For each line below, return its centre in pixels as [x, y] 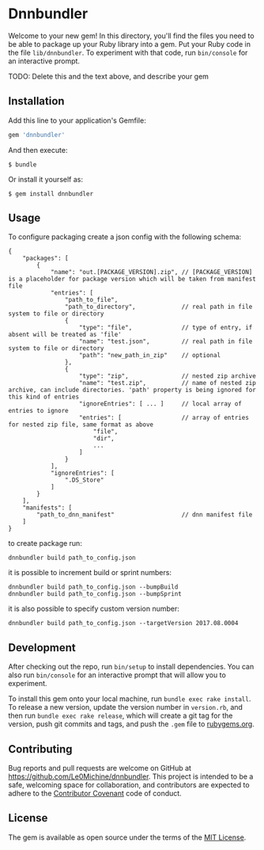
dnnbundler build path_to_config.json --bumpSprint [95, 594]
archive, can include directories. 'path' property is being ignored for [132, 390]
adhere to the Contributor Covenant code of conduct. [95, 794]
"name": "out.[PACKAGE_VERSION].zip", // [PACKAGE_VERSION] [151, 273]
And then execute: [38, 150]
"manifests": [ [47, 508]
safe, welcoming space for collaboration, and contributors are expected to [129, 785]
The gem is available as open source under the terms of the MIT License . [127, 837]
